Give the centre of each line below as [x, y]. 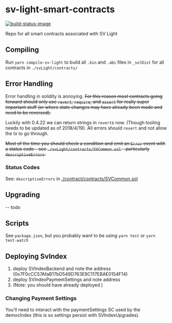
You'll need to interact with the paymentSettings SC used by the [73, 310]
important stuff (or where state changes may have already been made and [84, 107]
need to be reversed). [28, 112]
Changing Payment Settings [41, 298]
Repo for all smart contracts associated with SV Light [61, 33]
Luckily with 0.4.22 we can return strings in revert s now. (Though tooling [83, 122]
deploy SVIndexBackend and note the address [62, 269]
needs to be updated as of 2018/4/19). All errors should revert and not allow [86, 128]
